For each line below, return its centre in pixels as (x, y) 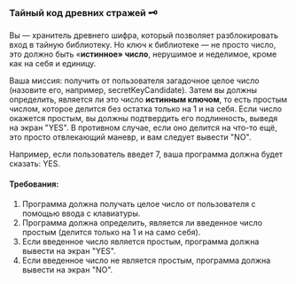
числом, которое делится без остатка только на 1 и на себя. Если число (145, 109)
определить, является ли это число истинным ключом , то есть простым (148, 100)
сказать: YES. (35, 164)
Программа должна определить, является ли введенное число (142, 222)
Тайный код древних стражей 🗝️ (83, 12)
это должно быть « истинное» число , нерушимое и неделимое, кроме (143, 54)
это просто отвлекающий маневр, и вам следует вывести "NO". (130, 137)
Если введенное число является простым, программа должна (140, 242)
